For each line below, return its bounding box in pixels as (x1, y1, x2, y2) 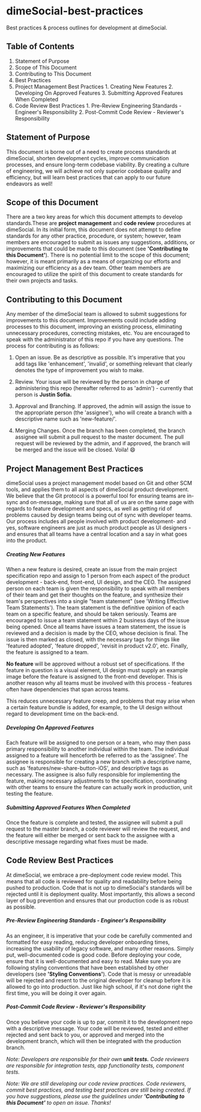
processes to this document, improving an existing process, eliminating (6, 323, 182, 331)
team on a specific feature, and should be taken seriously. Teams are (6, 610, 177, 618)
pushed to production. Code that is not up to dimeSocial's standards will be (6, 884, 193, 891)
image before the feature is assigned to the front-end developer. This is (6, 673, 183, 680)
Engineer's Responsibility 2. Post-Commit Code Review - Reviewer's (14, 108, 184, 115)
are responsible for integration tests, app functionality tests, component (6, 1062, 185, 1069)
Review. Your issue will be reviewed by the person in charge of (14, 378, 170, 385)
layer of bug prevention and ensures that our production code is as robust (6, 897, 189, 904)
